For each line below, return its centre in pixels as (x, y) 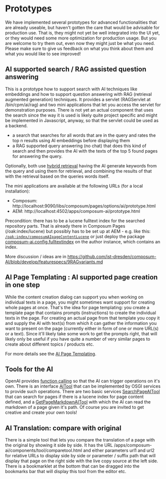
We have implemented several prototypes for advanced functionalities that (81, 22)
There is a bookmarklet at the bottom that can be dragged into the (72, 466)
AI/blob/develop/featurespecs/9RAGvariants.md (54, 262)
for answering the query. (37, 156)
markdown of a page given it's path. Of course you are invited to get (75, 407)
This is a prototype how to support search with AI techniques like (71, 89)
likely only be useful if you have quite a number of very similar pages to (78, 339)
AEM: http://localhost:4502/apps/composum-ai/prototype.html (76, 211)
